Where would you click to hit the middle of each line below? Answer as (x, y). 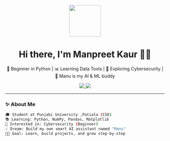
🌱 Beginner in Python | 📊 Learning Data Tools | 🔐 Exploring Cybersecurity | (85, 69)
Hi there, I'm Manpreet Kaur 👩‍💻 (85, 54)
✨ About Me (20, 104)
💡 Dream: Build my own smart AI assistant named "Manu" (66, 129)
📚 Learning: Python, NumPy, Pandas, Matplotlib (57, 120)
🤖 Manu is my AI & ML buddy (85, 76)
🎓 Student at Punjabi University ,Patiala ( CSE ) (59, 115)
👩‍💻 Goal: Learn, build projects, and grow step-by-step (65, 133)
